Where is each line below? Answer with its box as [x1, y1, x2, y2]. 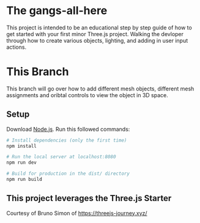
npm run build [6, 177, 43, 183]
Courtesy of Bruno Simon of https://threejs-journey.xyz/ [6, 209, 148, 217]
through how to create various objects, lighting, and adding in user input [6, 37, 188, 44]
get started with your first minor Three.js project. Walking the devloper [6, 30, 184, 37]
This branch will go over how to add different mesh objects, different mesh [6, 85, 194, 92]
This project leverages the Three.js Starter [6, 193, 172, 203]
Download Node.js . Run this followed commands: [6, 125, 130, 133]
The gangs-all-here [6, 4, 108, 18]
